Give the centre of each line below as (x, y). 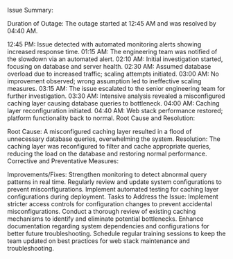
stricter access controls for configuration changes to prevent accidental (110, 204)
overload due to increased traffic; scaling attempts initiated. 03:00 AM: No (113, 74)
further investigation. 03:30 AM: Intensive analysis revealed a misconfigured (116, 96)
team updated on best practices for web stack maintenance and (98, 241)
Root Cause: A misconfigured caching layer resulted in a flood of (100, 132)
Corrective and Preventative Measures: (63, 161)
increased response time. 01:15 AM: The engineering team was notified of (112, 52)
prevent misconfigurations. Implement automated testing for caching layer (113, 189)
